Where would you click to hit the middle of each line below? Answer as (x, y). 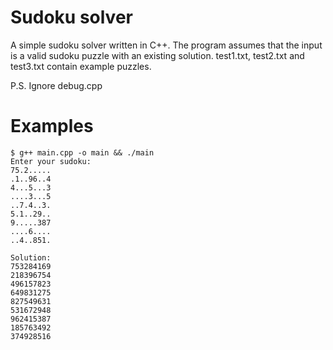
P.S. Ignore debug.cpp (56, 85)
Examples (52, 126)
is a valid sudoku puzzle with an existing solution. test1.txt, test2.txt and (157, 55)
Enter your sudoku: (51, 161)
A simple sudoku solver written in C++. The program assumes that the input (166, 45)
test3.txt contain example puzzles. (81, 66)
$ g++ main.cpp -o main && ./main (82, 152)
